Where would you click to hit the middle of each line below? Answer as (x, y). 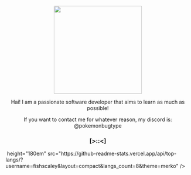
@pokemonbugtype (98, 126)
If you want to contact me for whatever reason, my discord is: (98, 119)
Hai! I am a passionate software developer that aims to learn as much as (98, 102)
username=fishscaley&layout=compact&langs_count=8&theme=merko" (92, 166)
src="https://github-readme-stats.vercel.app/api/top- (112, 154)
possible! (98, 108)
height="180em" (27, 154)
